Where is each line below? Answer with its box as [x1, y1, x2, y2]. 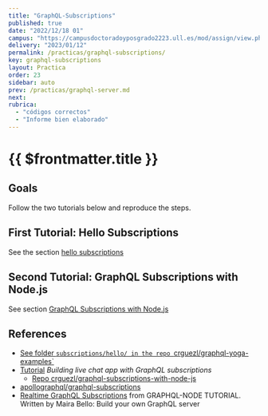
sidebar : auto [8, 78, 56, 86]
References [8, 327, 67, 340]
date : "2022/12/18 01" [8, 26, 84, 34]
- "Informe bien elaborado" [15, 116, 109, 124]
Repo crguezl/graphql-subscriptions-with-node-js [31, 374, 197, 383]
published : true [8, 19, 62, 27]
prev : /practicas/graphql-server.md [8, 85, 130, 94]
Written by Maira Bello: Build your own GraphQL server [19, 399, 200, 409]
